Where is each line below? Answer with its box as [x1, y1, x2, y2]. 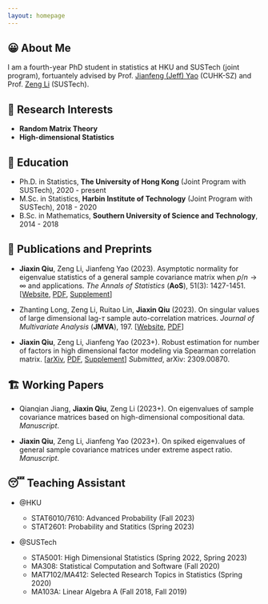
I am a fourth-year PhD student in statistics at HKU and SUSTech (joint [7, 62, 240, 72]
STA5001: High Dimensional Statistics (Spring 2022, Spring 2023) [30, 553, 247, 562]
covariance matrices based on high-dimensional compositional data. [18, 412, 246, 422]
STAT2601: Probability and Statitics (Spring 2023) [30, 522, 195, 531]
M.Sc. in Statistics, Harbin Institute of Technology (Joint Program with [18, 194, 253, 204]
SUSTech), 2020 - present [18, 186, 106, 195]
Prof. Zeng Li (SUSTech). [7, 79, 90, 89]
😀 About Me [7, 42, 71, 55]
